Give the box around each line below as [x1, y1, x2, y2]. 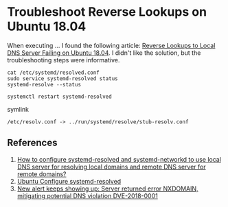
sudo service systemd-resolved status [7, 75, 118, 82]
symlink [7, 105, 30, 113]
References [7, 137, 58, 149]
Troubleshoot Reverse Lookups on [7, 4, 207, 20]
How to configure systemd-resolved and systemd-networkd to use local [16, 155, 222, 163]
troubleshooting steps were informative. [7, 56, 120, 64]
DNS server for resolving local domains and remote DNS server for [16, 162, 206, 171]
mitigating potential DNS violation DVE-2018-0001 [16, 191, 158, 199]
